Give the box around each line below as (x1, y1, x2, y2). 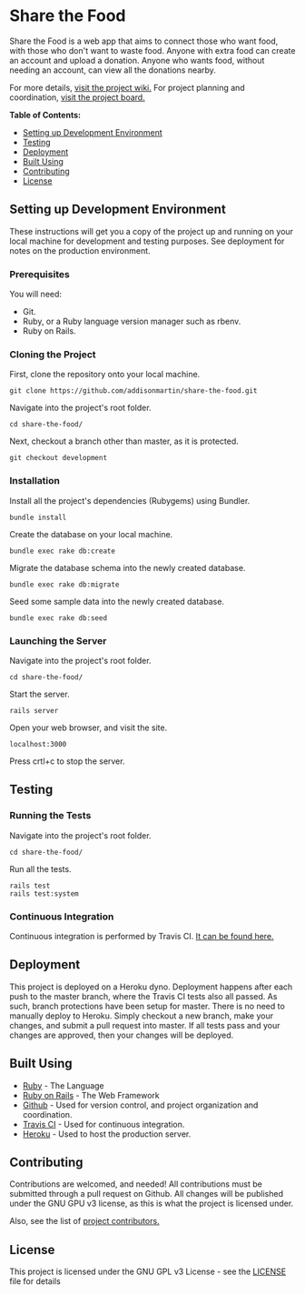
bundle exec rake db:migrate (9, 579, 120, 589)
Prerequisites (9, 267, 70, 280)
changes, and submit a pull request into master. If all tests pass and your (9, 1019, 280, 1030)
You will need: (9, 288, 62, 300)
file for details (9, 1276, 61, 1287)
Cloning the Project (9, 347, 97, 360)
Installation (9, 475, 61, 487)
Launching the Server (9, 634, 107, 647)
